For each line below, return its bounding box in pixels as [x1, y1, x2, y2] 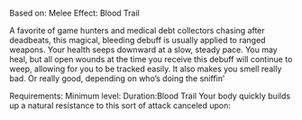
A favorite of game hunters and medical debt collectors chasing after [9, 25, 266, 35]
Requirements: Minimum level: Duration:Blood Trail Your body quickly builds [9, 90, 291, 101]
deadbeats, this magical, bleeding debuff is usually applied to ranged [9, 35, 266, 45]
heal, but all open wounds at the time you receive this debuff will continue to [9, 54, 293, 64]
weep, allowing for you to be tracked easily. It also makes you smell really [9, 63, 282, 74]
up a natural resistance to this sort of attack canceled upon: [9, 100, 232, 111]
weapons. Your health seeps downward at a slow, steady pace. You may [9, 44, 278, 55]
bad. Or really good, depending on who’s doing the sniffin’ [9, 73, 225, 84]
